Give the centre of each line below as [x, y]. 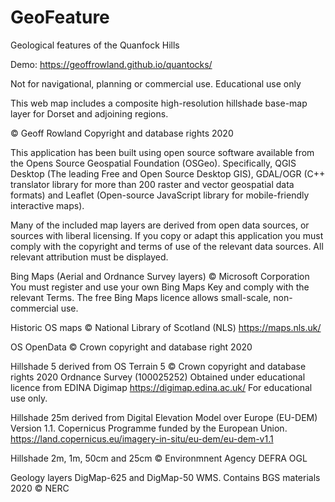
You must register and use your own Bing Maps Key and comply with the [160, 287]
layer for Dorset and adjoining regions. [89, 113]
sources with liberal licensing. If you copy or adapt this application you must [167, 235]
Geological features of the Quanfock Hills [95, 45]
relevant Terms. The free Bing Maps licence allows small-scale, [141, 297]
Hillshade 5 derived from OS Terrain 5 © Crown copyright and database [158, 366]
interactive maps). [47, 205]
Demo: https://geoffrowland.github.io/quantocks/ [111, 64]
